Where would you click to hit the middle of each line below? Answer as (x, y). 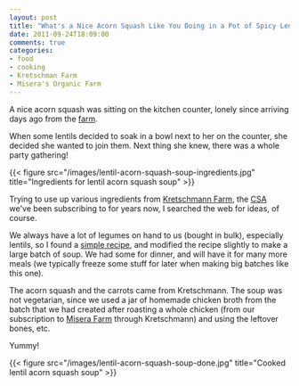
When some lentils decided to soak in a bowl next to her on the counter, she (148, 136)
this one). (27, 273)
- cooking (28, 68)
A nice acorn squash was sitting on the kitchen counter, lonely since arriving (149, 109)
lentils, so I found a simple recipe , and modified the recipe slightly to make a (149, 244)
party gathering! (39, 155)
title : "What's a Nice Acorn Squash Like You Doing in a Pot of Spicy (143, 26)
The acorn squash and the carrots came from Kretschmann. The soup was (146, 290)
